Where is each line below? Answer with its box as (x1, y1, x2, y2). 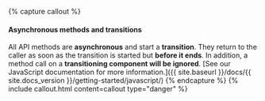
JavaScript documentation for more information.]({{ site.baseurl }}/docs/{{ (8, 67, 252, 77)
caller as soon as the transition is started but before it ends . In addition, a (8, 50, 248, 60)
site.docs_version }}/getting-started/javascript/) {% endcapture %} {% (8, 76, 239, 85)
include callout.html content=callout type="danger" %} (8, 84, 188, 94)
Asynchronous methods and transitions (8, 24, 143, 34)
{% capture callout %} (8, 7, 81, 16)
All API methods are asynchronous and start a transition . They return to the (8, 43, 258, 52)
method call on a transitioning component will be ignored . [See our (8, 59, 232, 69)
